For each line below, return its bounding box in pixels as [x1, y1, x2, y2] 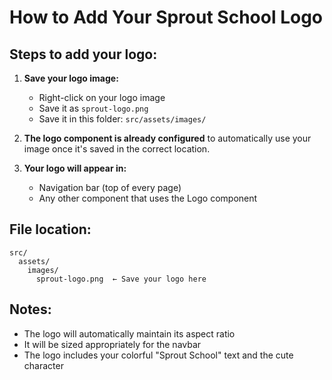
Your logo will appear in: [23, 162, 127, 174]
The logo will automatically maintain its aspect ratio [23, 327, 236, 340]
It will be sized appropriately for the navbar [23, 338, 202, 350]
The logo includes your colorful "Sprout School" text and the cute [23, 349, 294, 361]
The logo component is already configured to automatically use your [23, 132, 312, 144]
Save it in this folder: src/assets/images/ [38, 113, 207, 125]
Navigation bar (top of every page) [38, 182, 182, 193]
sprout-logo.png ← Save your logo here [35, 274, 207, 284]
